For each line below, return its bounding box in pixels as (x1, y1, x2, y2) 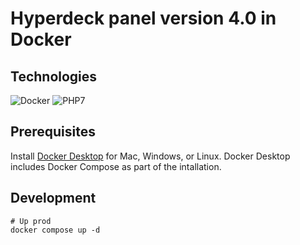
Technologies (10, 68, 98, 85)
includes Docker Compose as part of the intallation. (10, 160, 222, 172)
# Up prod (10, 216, 52, 226)
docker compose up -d (10, 225, 101, 235)
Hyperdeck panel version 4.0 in (10, 7, 277, 30)
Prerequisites (10, 123, 96, 141)
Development (10, 190, 97, 207)
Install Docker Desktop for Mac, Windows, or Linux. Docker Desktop (10, 150, 291, 162)
